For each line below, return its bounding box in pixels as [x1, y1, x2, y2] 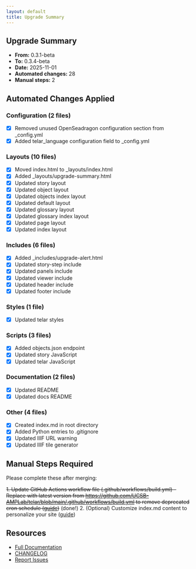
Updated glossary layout [14, 206, 75, 213]
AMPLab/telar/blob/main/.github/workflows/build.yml [6, 498, 135, 505]
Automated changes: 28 [14, 70, 75, 77]
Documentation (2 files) [6, 373, 75, 381]
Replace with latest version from [6, 492, 84, 499]
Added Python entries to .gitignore [14, 428, 99, 435]
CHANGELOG [14, 550, 48, 557]
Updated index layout [14, 226, 67, 233]
